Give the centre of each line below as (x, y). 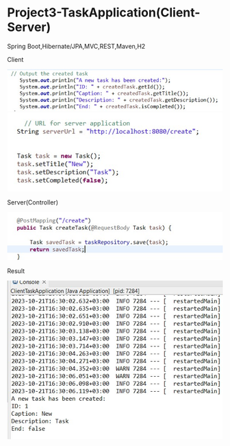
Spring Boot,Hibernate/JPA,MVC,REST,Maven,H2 (76, 46)
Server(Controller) (33, 202)
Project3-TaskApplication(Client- (104, 13)
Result (16, 271)
